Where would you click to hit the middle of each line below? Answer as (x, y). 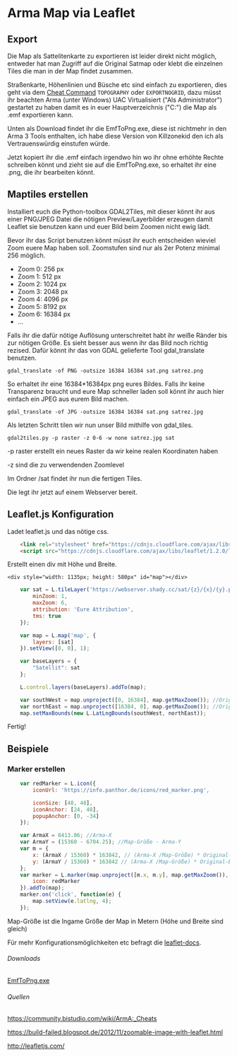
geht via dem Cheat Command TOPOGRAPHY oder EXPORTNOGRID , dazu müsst (114, 92)
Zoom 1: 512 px (39, 276)
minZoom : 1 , (50, 596)
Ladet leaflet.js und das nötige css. (58, 531)
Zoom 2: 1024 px (42, 284)
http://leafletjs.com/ (36, 1046)
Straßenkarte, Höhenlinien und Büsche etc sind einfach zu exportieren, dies (117, 85)
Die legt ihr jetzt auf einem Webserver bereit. (72, 492)
